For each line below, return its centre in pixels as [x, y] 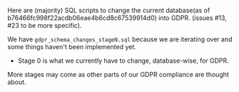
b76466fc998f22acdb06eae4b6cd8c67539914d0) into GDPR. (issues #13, [117, 18]
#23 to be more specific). [45, 25]
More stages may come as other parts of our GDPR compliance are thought [118, 75]
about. [17, 82]
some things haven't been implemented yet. [72, 47]
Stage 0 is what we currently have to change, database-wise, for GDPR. [123, 61]
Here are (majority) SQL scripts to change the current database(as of [109, 10]
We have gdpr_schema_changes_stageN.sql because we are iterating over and [120, 39]
